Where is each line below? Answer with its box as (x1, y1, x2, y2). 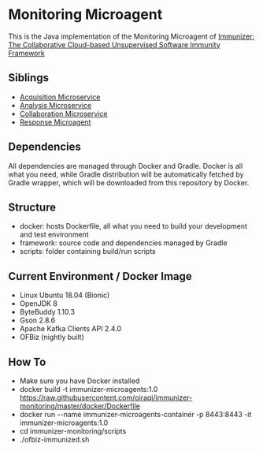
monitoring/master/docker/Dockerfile (19, 401, 140, 411)
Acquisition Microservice (19, 92, 101, 102)
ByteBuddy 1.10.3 (19, 307, 76, 317)
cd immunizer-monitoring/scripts (19, 427, 127, 435)
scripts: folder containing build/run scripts (19, 247, 156, 256)
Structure (8, 200, 57, 214)
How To (8, 355, 46, 368)
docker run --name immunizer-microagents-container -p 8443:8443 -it (19, 410, 252, 419)
